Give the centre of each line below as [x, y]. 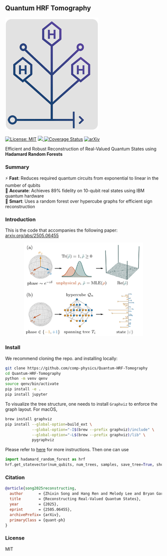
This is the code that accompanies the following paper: [61, 230]
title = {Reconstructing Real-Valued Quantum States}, [75, 499]
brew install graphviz [29, 419]
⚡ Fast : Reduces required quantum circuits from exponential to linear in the [82, 178]
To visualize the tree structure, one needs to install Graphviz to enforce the [81, 404]
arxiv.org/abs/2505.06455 [32, 236]
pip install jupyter [27, 395]
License [15, 538]
